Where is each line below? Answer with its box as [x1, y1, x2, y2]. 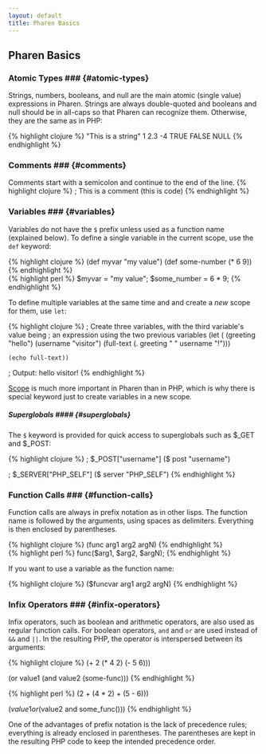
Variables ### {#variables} [8, 206, 115, 218]
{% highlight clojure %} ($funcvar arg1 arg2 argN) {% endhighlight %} [8, 579, 238, 589]
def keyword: [8, 241, 52, 251]
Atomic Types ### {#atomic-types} [8, 73, 150, 84]
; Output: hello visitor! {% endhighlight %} [8, 367, 145, 377]
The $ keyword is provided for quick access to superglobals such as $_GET [8, 430, 255, 439]
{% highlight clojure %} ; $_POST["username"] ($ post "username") [8, 454, 231, 463]
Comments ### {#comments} [8, 160, 127, 171]
